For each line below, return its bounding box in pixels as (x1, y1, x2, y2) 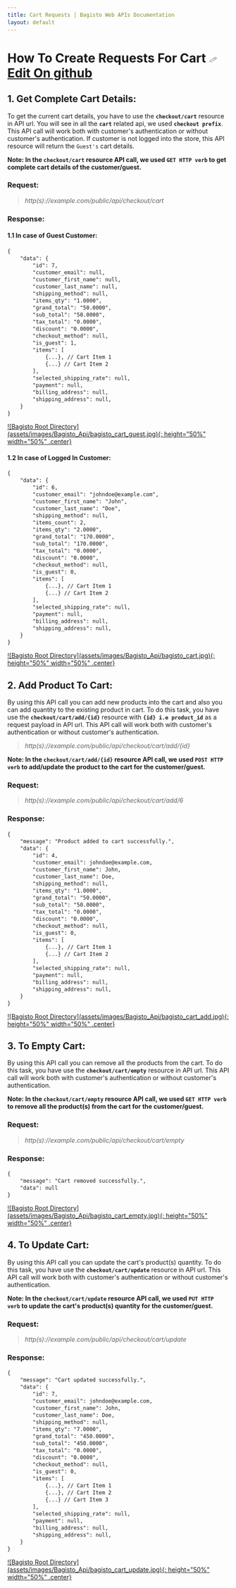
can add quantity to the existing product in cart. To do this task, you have (7, 705, 220, 714)
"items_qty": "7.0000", (32, 1426, 102, 1433)
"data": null (20, 1184, 58, 1191)
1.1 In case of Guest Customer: (7, 231, 98, 240)
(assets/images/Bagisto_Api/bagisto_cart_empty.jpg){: (7, 1211, 165, 1220)
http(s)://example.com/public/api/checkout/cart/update (24, 1335, 187, 1344)
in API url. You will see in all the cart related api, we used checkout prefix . (7, 119, 223, 128)
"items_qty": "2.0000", (32, 526, 102, 533)
